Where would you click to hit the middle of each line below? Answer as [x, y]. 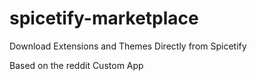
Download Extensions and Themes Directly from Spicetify [128, 46]
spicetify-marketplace [104, 18]
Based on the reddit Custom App [76, 65]
